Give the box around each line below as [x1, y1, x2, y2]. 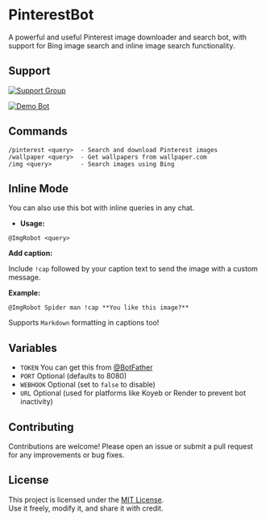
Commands [8, 125, 69, 139]
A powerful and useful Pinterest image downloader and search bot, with [8, 32, 247, 42]
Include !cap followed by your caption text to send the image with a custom [8, 264, 258, 274]
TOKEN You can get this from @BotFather [19, 362, 153, 372]
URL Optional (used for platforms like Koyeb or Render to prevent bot [19, 388, 247, 398]
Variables [8, 341, 58, 355]
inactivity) [19, 397, 54, 407]
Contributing [8, 420, 74, 434]
